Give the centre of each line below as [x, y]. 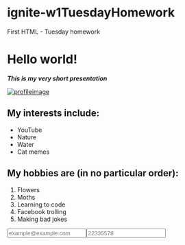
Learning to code [41, 205]
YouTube [29, 130]
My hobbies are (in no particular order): [93, 173]
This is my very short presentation [57, 78]
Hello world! [42, 59]
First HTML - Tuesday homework [54, 32]
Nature [27, 137]
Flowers [28, 189]
